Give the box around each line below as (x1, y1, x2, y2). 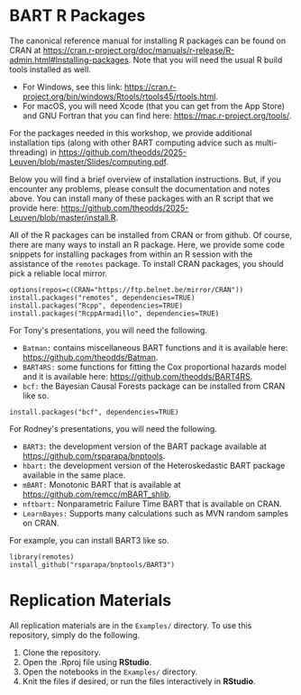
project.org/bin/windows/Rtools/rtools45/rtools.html (22, 91, 216, 102)
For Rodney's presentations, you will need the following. (9, 423, 218, 434)
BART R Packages (9, 5, 146, 26)
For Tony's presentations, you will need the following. (9, 325, 207, 335)
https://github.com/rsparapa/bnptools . (22, 450, 166, 461)
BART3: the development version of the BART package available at (22, 441, 268, 452)
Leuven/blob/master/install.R (9, 212, 116, 223)
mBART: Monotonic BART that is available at (22, 479, 182, 489)
